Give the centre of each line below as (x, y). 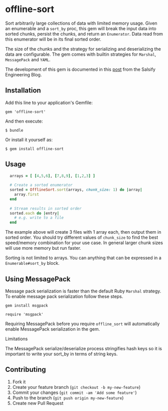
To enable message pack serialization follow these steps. (64, 296)
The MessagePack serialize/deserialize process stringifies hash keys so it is (83, 348)
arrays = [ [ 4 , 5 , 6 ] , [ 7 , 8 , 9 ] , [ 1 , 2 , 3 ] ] (52, 176)
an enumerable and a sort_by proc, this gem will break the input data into (81, 28)
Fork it (19, 382)
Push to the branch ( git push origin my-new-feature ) (68, 397)
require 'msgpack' (24, 315)
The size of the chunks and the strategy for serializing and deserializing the (83, 49)
